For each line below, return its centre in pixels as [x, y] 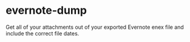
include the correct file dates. [42, 33]
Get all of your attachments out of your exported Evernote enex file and [95, 27]
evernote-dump [46, 10]
